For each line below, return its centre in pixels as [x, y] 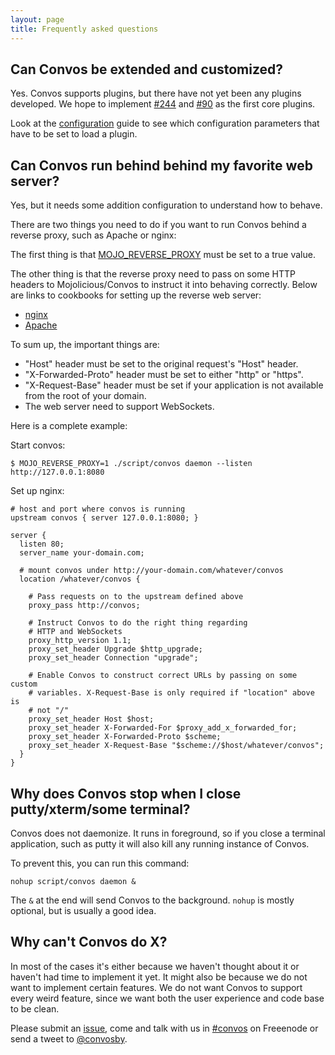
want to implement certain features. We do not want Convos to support [156, 987]
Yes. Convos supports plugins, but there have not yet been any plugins [156, 93]
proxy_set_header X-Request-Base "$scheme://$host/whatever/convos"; [176, 746]
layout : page [37, 19]
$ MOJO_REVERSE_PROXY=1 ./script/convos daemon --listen [131, 464]
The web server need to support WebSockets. [119, 407]
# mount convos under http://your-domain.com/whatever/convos [151, 571]
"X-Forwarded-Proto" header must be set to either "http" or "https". [164, 375]
